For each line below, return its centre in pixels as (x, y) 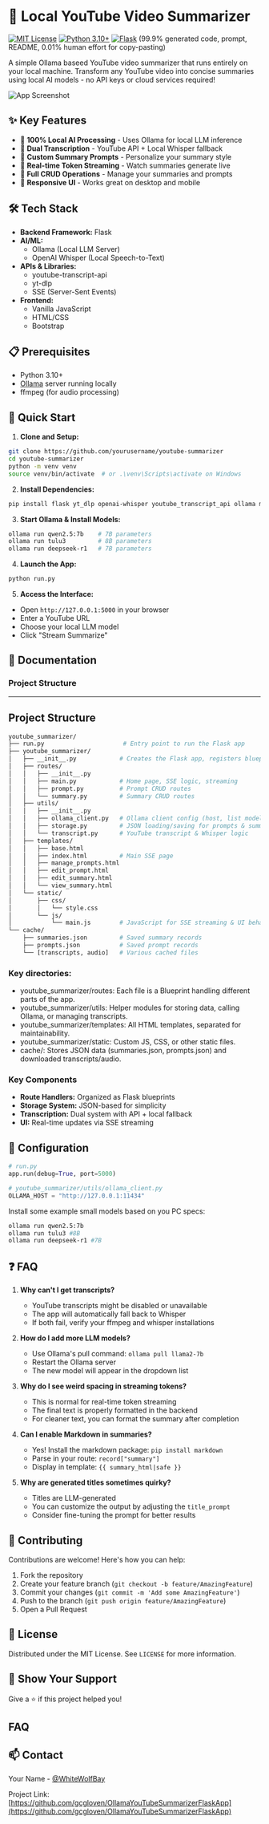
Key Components (43, 1080)
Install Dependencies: (57, 489)
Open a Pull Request (54, 1609)
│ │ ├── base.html (46, 848)
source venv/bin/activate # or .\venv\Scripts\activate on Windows (125, 474)
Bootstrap (48, 326)
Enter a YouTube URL (55, 618)
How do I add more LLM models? (75, 1338)
